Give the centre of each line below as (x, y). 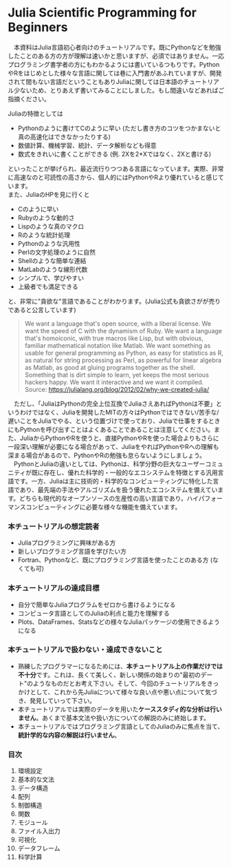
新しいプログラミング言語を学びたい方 (72, 552)
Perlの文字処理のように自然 (56, 252)
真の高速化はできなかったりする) (64, 136)
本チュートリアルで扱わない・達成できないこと (85, 650)
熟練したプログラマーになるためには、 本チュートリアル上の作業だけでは (120, 666)
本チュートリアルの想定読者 (54, 526)
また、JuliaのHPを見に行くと (49, 194)
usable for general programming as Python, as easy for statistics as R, (124, 353)
